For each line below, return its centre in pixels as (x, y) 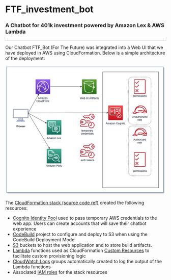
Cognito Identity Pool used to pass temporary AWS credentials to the (85, 218)
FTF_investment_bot (50, 9)
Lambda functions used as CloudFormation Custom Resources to (81, 250)
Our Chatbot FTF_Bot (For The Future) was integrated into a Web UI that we (84, 47)
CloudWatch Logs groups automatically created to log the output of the (87, 262)
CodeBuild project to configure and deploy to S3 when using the (80, 234)
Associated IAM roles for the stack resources (60, 272)
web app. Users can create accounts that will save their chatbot (79, 223)
